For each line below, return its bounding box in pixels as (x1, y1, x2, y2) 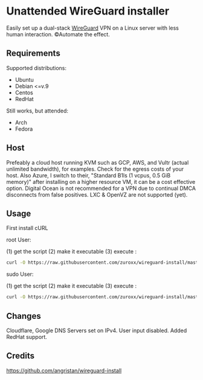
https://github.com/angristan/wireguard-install (6, 367, 122, 374)
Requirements (6, 48, 60, 59)
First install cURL (6, 224, 48, 232)
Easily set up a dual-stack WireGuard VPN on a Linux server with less (6, 24, 179, 31)
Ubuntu (14, 76, 34, 83)
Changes (6, 310, 41, 321)
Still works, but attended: (6, 107, 68, 114)
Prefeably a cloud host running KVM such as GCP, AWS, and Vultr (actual (6, 159, 189, 166)
